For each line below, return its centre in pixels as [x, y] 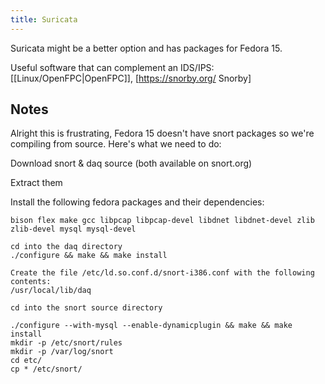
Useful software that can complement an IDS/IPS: [112, 67]
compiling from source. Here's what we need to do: [116, 144]
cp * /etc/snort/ [46, 369]
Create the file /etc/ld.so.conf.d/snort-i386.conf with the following [162, 273]
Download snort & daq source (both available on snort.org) [131, 163]
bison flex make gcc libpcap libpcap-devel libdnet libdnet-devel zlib [162, 221]
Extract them [36, 183]
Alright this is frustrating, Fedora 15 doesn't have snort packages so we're [162, 133]
